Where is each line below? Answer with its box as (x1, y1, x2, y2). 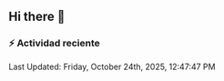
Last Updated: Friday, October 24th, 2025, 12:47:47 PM (8, 61, 216, 72)
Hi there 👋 (8, 9, 66, 25)
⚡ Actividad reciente (8, 37, 101, 50)
